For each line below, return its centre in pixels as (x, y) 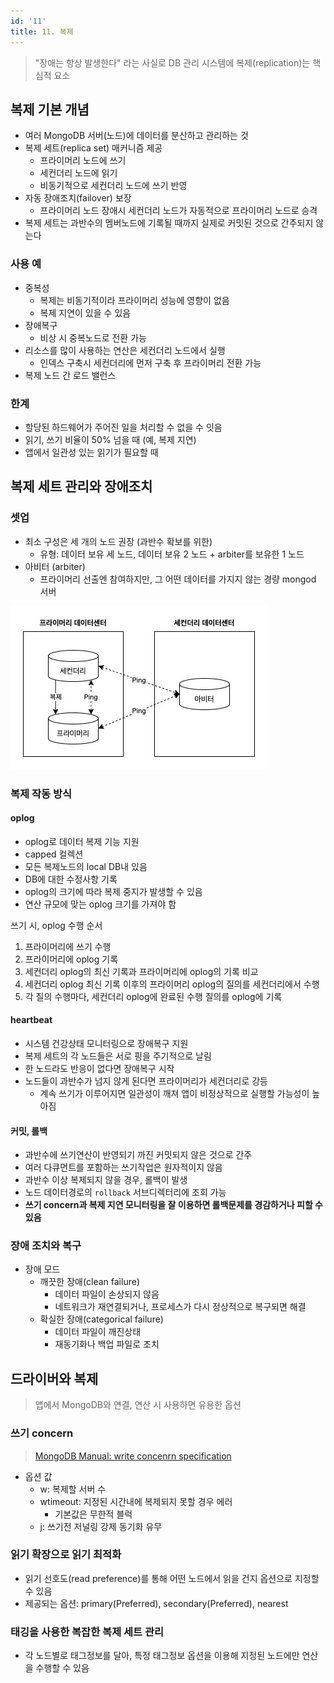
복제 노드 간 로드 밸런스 (70, 375)
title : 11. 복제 (42, 31)
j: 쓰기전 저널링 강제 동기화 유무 (101, 1526)
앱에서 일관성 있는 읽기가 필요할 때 (91, 452)
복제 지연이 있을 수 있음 (85, 312)
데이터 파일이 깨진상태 (98, 1332)
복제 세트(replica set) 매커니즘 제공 (93, 148)
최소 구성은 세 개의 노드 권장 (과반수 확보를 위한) (118, 541)
